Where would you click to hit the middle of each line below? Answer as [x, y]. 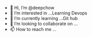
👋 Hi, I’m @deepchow [32, 8]
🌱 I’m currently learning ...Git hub [44, 18]
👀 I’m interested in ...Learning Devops [48, 13]
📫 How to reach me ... [33, 29]
